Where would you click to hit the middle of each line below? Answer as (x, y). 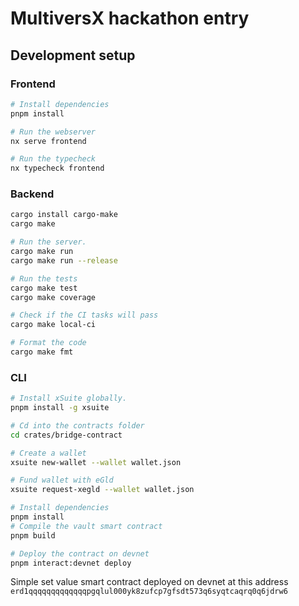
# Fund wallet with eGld (62, 480)
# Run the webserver (53, 132)
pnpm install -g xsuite (60, 408)
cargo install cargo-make (64, 215)
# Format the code (48, 343)
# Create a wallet (48, 453)
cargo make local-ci (53, 325)
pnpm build (33, 535)
